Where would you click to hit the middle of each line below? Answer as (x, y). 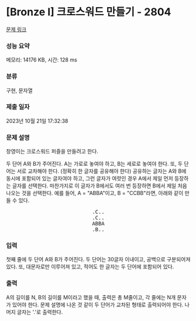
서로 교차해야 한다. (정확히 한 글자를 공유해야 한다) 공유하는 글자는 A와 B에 (102, 171)
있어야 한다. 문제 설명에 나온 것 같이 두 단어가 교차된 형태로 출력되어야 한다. (98, 305)
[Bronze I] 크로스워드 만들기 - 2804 (89, 12)
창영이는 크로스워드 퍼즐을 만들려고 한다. (52, 151)
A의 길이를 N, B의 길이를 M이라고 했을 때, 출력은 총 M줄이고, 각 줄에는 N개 (91, 297)
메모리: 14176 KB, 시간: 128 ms (42, 60)
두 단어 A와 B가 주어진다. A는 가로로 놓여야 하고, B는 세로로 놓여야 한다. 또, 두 (94, 164)
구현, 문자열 (20, 90)
